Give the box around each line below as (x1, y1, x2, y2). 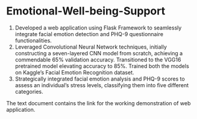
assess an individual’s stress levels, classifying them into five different (14, 81, 189, 88)
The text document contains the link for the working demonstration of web (6, 99, 191, 106)
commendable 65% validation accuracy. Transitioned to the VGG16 (14, 56, 181, 63)
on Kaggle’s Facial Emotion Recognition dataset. (14, 69, 134, 76)
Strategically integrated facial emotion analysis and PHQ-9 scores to (14, 75, 185, 82)
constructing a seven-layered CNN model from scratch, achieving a (14, 49, 183, 56)
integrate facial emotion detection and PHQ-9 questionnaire (14, 30, 164, 37)
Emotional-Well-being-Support (6, 4, 166, 18)
